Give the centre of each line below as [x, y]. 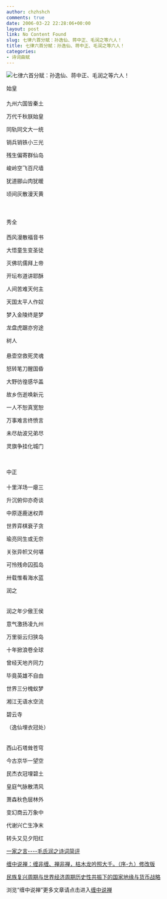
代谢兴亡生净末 [25, 825]
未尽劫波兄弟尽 [25, 433]
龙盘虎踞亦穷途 [25, 327]
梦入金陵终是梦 [25, 314]
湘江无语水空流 [25, 701]
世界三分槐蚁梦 [25, 688]
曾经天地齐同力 [25, 663]
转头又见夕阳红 [25, 838]
